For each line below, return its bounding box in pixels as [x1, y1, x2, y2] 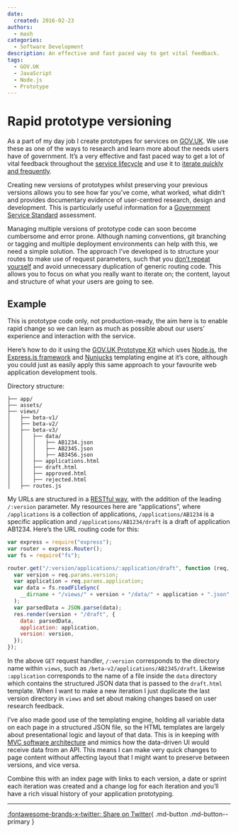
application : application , [20, 624, 100, 631]
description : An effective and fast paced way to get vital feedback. [7, 50, 220, 57]
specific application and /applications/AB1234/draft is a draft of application [7, 518, 230, 525]
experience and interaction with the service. [7, 332, 136, 340]
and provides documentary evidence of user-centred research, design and [7, 196, 225, 204]
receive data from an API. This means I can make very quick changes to [7, 746, 217, 754]
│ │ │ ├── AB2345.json [7, 445, 93, 452]
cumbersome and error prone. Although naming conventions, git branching [7, 232, 227, 241]
